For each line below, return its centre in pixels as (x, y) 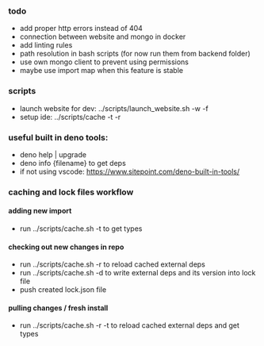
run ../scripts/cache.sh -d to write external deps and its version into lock (138, 273)
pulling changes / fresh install (58, 308)
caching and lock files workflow (71, 192)
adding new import (40, 211)
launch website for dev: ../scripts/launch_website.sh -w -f (114, 108)
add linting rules (46, 45)
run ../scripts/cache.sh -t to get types (81, 229)
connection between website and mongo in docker (103, 37)
